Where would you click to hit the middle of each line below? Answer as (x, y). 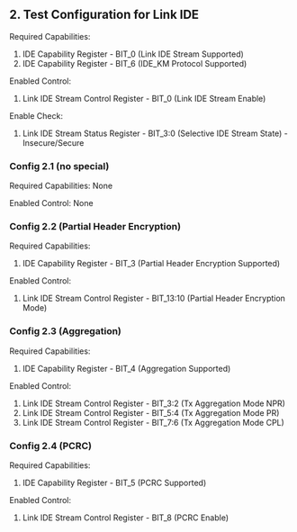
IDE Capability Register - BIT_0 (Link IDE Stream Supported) (133, 54)
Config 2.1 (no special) (59, 166)
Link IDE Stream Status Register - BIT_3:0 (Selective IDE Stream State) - (155, 133)
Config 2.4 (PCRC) (51, 446)
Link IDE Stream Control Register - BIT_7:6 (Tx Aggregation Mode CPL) (153, 422)
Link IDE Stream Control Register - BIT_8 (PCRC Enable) (126, 518)
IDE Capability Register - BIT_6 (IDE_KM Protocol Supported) (135, 63)
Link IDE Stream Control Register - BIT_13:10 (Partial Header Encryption (154, 298)
